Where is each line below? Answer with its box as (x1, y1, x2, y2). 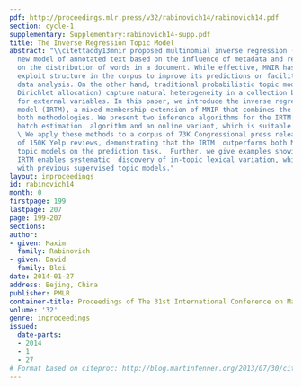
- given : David (9, 255, 67, 265)
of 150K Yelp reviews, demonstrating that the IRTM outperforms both (17, 138, 288, 147)
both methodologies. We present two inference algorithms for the (17, 113, 271, 122)
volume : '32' (9, 305, 58, 314)
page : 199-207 (9, 213, 63, 223)
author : (9, 230, 39, 239)
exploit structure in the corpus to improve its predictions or (17, 72, 263, 81)
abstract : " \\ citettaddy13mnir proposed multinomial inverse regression (9, 47, 288, 56)
